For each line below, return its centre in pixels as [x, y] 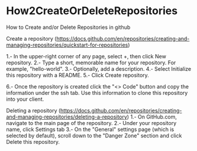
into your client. [25, 99]
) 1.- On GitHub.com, [152, 117]
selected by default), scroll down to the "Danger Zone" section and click [94, 135]
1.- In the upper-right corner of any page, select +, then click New [86, 56]
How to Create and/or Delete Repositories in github [68, 27]
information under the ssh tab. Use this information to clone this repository [97, 93]
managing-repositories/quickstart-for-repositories [67, 45]
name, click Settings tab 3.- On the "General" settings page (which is [90, 129]
